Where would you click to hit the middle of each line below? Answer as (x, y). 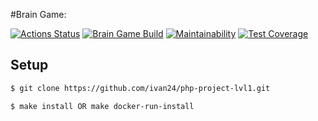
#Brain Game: (38, 14)
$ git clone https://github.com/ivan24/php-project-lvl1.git (140, 88)
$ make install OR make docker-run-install (102, 106)
